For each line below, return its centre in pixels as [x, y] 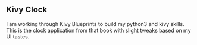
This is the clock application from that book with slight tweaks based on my [99, 30]
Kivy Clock [27, 10]
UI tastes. [18, 36]
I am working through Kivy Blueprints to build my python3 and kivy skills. [95, 24]
